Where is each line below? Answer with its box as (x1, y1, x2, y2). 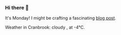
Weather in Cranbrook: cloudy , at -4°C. (5, 24, 85, 30)
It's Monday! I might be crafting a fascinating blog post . (5, 15, 116, 21)
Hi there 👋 (5, 4, 29, 11)
